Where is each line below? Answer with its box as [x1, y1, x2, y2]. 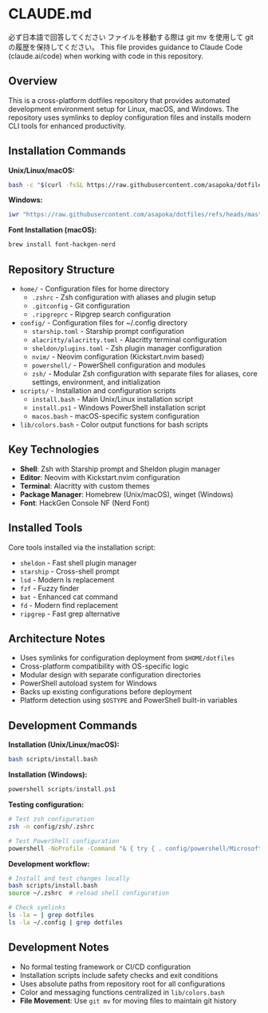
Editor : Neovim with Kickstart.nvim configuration [19, 472, 181, 482]
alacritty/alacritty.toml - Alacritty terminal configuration [31, 335, 227, 344]
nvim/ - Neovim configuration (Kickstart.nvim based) [31, 352, 205, 361]
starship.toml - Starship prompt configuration [31, 327, 185, 336]
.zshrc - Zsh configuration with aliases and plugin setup [31, 292, 217, 302]
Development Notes [8, 940, 109, 955]
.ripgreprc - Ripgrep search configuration [31, 309, 171, 319]
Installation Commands [8, 145, 126, 158]
